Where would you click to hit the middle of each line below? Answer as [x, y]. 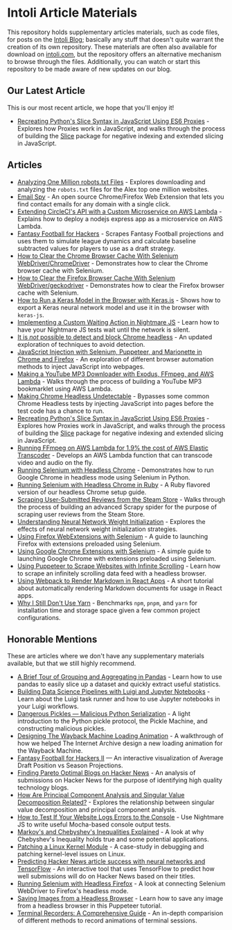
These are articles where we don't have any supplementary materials [106, 656]
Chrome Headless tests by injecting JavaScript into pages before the [115, 403]
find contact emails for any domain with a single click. [94, 204]
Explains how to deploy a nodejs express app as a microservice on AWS [120, 219]
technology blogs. [43, 788]
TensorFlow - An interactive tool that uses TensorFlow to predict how [116, 869]
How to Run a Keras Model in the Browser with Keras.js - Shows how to [119, 300]
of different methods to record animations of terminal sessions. [107, 921]
